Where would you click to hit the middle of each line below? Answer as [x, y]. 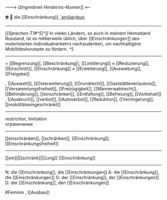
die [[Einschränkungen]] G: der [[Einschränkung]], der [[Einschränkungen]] [82, 177]
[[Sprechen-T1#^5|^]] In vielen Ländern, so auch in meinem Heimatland [78, 33]
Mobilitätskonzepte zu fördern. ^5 [40, 49]
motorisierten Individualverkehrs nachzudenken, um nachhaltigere [73, 44]
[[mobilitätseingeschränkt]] [33, 104]
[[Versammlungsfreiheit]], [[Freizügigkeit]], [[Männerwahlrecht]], [71, 89]
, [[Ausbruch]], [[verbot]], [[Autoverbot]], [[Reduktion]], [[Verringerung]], [80, 99]
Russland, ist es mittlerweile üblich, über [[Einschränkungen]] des [72, 38]
